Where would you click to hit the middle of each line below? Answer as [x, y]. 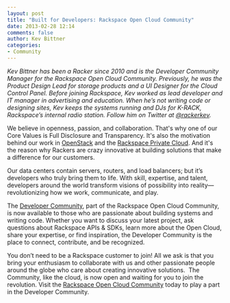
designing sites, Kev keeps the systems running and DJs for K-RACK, [104, 108]
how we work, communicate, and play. [104, 192]
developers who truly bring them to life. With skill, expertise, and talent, [107, 178]
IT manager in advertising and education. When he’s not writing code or [109, 100]
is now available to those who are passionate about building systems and [110, 213]
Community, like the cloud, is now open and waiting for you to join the [105, 277]
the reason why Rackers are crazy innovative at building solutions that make [114, 150]
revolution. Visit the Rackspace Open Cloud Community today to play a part [114, 284]
